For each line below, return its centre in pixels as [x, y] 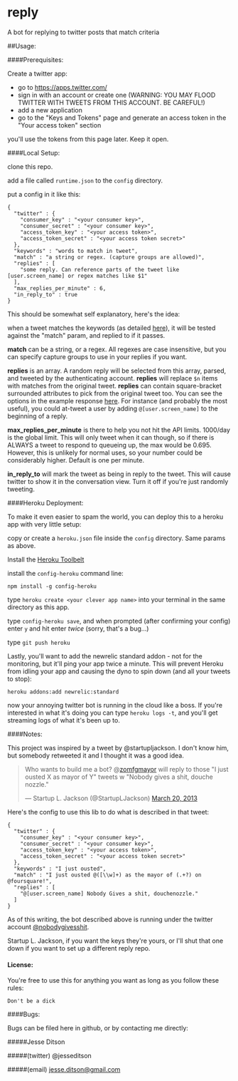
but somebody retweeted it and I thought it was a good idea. [96, 755]
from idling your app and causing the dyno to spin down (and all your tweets [119, 671]
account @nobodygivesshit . [48, 926]
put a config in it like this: [44, 194]
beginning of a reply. [38, 416]
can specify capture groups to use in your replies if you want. [97, 356]
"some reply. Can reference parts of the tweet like [100, 269]
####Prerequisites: [36, 60]
